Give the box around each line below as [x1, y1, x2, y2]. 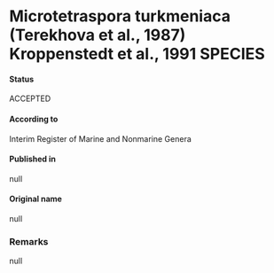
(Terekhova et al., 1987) [9, 25, 186, 45]
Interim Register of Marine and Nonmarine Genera [9, 133, 192, 144]
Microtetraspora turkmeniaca [9, 6, 231, 27]
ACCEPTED [9, 93, 51, 104]
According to [9, 113, 59, 124]
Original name [9, 193, 62, 205]
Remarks [9, 235, 49, 247]
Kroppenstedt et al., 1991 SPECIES [9, 44, 266, 64]
